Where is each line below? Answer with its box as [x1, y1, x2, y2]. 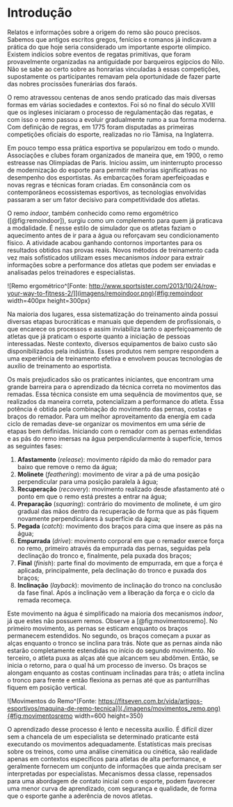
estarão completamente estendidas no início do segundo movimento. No [7, 646, 216, 655]
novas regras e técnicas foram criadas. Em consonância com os [7, 180, 191, 189]
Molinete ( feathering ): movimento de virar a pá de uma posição [17, 470, 200, 478]
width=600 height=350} [74, 712, 144, 720]
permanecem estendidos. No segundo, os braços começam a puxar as [7, 632, 211, 640]
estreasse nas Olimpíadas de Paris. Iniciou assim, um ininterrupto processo [7, 158, 223, 166]
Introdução [7, 5, 72, 21]
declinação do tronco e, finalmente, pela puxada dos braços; [17, 551, 192, 560]
